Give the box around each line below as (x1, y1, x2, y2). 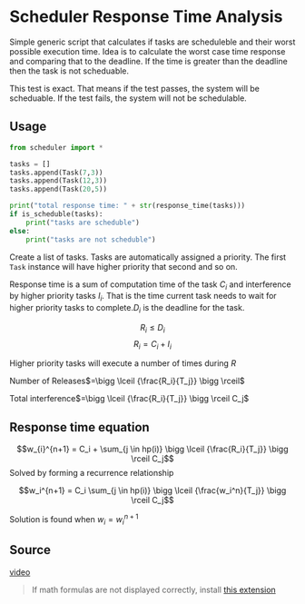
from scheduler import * (9, 143, 103, 152)
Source (9, 542, 52, 558)
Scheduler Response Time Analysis (9, 6, 283, 27)
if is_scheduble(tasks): (9, 210, 103, 219)
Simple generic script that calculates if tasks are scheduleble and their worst (9, 36, 296, 47)
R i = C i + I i (133, 338, 172, 352)
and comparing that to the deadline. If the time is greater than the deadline (9, 55, 288, 66)
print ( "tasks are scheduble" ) (25, 218, 141, 227)
